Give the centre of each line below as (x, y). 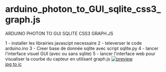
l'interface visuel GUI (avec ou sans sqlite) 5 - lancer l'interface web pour (80, 54)
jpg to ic (13, 64)
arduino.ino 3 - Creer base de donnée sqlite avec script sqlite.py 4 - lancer (82, 48)
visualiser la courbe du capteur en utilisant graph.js (58, 59)
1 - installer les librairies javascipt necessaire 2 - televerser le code (74, 43)
